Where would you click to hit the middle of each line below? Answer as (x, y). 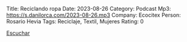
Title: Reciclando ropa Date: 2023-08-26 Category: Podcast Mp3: (89, 9)
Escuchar (18, 33)
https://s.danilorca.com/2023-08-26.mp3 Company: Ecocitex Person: (94, 15)
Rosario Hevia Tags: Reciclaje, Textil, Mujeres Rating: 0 (75, 21)
